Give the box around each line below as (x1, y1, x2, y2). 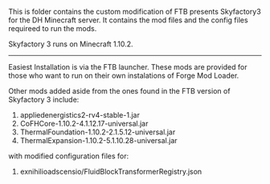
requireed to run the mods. (8, 24, 97, 33)
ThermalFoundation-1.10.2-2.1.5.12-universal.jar (19, 127, 176, 137)
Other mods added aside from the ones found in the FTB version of (8, 86, 231, 95)
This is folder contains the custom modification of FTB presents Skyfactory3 (8, 7, 261, 16)
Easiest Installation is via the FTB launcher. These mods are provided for (8, 62, 247, 71)
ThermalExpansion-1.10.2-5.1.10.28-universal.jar (19, 136, 178, 145)
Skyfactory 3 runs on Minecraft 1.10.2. (8, 39, 134, 49)
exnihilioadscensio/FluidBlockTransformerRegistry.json (19, 167, 202, 176)
